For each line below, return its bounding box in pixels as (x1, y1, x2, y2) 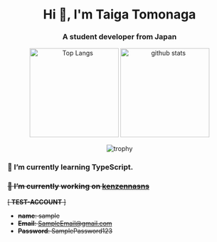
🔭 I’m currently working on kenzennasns (7, 181, 150, 191)
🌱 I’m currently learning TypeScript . (7, 162, 134, 172)
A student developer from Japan (62, 32, 177, 42)
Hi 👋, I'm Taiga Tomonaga (43, 6, 196, 23)
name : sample (17, 211, 60, 220)
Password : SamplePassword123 (17, 226, 112, 235)
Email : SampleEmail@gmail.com (17, 219, 112, 227)
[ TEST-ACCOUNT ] (7, 197, 66, 206)
